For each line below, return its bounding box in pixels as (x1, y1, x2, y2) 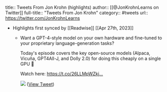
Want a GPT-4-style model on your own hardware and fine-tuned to (20, 35, 162, 41)
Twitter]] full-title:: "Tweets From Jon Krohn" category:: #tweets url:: (5, 10, 148, 16)
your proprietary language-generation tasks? (20, 40, 114, 46)
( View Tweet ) (26, 81, 55, 87)
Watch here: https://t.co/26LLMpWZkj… (20, 71, 103, 77)
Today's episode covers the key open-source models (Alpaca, (20, 50, 151, 56)
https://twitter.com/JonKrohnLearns (5, 15, 80, 21)
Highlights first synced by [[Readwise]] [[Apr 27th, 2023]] (12, 25, 133, 31)
